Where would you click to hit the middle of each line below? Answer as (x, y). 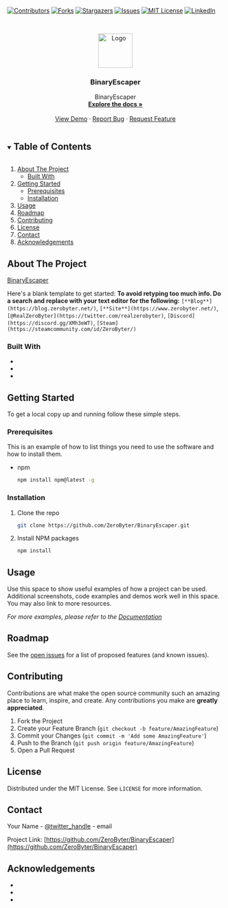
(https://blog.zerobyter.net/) (52, 308)
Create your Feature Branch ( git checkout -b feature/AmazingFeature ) (118, 728)
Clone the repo (38, 512)
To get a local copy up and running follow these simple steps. (94, 414)
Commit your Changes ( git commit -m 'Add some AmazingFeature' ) (112, 736)
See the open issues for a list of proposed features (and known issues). (108, 655)
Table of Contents (52, 147)
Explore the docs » (115, 104)
